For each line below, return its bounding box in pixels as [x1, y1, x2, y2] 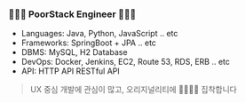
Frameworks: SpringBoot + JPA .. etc [20, 37, 157, 48]
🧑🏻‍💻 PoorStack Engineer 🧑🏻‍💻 [8, 8, 137, 20]
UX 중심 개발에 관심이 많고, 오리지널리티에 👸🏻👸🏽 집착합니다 [29, 84, 237, 95]
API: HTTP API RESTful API [20, 66, 121, 76]
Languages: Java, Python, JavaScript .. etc [20, 28, 179, 39]
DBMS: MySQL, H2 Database [20, 47, 128, 58]
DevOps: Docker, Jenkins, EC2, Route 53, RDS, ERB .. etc [20, 57, 230, 67]
